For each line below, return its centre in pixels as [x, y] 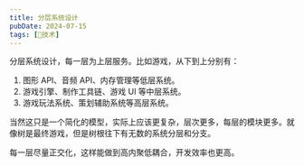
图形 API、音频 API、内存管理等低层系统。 [101, 80]
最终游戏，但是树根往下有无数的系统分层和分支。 [124, 134]
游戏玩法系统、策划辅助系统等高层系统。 [98, 103]
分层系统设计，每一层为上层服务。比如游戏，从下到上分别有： [124, 61]
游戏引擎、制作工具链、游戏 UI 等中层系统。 [104, 92]
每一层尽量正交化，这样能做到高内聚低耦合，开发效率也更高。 [124, 152]
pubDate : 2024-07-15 [48, 26]
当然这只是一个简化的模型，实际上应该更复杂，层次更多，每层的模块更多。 [148, 122]
